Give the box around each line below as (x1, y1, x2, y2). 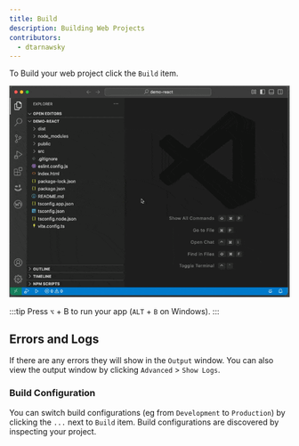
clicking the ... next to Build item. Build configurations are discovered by (9, 417, 279, 427)
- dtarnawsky (17, 43, 66, 52)
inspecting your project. (9, 426, 97, 436)
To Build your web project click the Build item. (9, 68, 179, 79)
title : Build (9, 14, 58, 23)
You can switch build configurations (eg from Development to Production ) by (9, 407, 287, 418)
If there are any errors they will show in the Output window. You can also (9, 355, 274, 366)
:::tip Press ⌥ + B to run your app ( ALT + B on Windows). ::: (9, 305, 220, 316)
